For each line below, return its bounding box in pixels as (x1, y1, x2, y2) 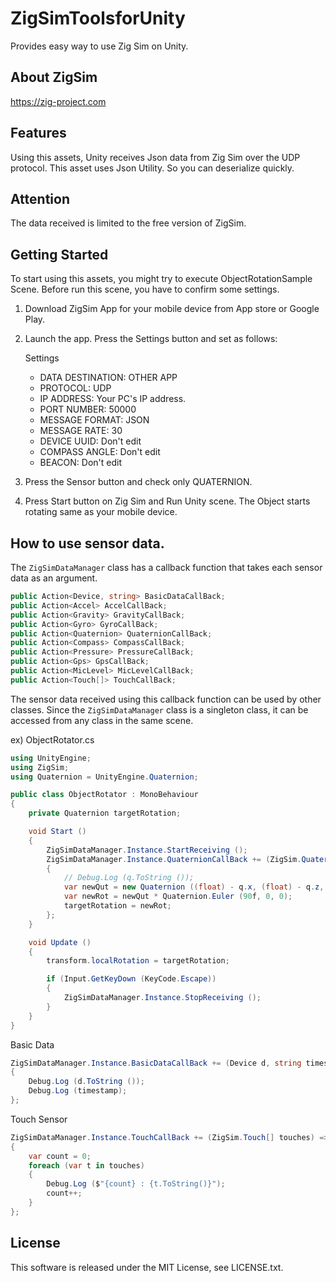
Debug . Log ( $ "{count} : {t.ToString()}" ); (46, 1179, 226, 1189)
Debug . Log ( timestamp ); (28, 1086, 128, 1096)
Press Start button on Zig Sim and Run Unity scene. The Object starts (24, 495, 311, 507)
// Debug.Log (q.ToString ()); (63, 873, 195, 883)
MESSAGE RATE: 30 (39, 425, 123, 437)
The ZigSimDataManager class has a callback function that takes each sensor (10, 562, 323, 573)
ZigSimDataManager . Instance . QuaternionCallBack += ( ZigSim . (46, 854, 302, 864)
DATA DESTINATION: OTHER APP (39, 372, 178, 384)
